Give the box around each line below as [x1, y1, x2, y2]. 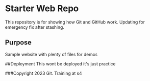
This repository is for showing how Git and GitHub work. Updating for [5, 19, 145, 25]
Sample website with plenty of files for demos [5, 51, 98, 57]
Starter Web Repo [5, 3, 79, 14]
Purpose [5, 39, 32, 47]
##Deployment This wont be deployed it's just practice [5, 61, 116, 66]
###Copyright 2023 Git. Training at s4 [5, 70, 82, 76]
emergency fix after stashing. [5, 24, 65, 30]
